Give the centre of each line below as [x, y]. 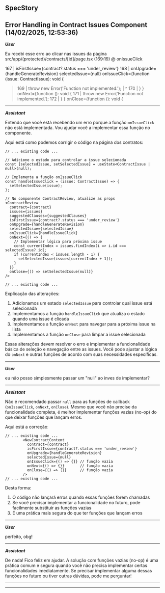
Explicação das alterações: [32, 294]
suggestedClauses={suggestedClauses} [48, 216]
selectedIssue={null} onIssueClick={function [104, 74]
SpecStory [22, 8]
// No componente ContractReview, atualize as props [60, 199]
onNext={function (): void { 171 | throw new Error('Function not [80, 94]
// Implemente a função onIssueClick [44, 177]
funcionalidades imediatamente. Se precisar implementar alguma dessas [79, 571]
